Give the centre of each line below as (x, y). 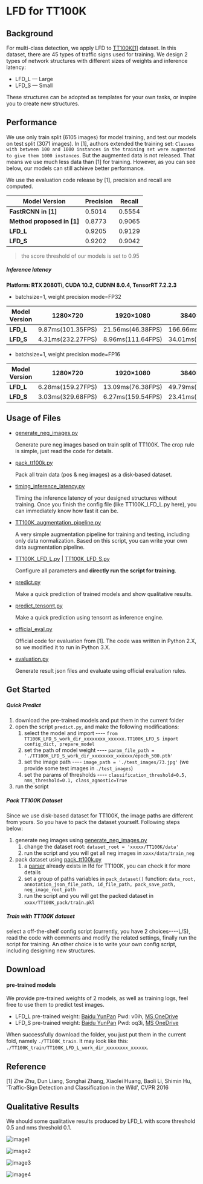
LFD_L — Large (34, 79)
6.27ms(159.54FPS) (133, 396)
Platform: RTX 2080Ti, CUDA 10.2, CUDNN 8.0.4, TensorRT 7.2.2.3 (92, 285)
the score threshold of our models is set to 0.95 (80, 256)
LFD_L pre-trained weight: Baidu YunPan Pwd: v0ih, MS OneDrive (96, 1016)
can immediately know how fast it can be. (67, 511)
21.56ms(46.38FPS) (133, 329)
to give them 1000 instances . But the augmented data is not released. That (101, 155)
